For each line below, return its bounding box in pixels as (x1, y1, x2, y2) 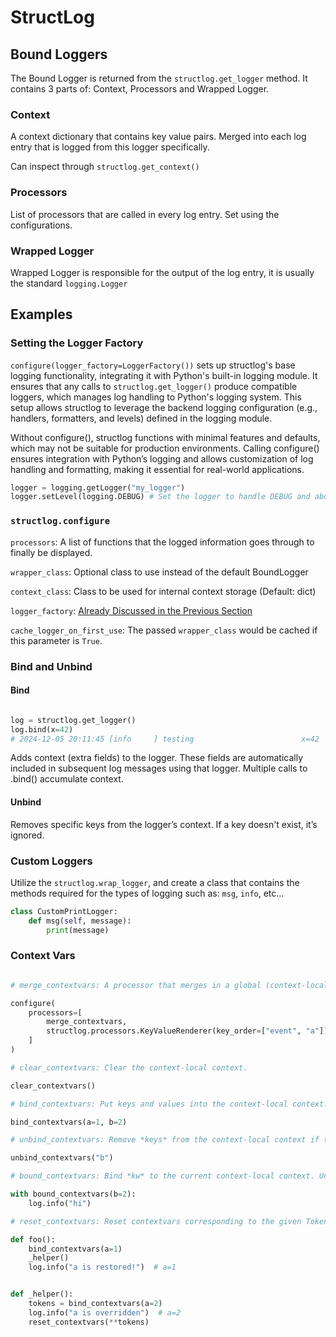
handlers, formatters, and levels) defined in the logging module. (10, 412, 273, 424)
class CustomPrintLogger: (10, 906, 118, 916)
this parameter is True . (10, 634, 103, 646)
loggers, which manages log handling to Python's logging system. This (10, 391, 302, 403)
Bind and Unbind (10, 659, 93, 673)
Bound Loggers (10, 46, 108, 63)
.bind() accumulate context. (10, 773, 124, 785)
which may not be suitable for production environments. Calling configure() (10, 442, 320, 454)
